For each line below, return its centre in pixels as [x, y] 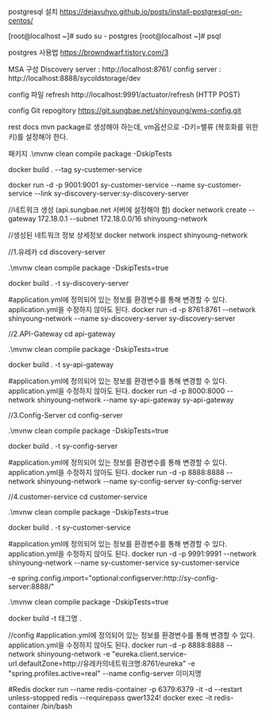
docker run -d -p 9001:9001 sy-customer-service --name [102, 185]
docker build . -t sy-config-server [63, 446]
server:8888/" [31, 587]
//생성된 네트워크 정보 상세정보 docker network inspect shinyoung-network [128, 235]
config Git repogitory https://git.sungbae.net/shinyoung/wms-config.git [125, 110]
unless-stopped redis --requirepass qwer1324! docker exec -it [110, 698]
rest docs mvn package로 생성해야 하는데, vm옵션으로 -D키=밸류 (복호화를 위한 [133, 127]
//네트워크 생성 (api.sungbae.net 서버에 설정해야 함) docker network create [127, 210]
